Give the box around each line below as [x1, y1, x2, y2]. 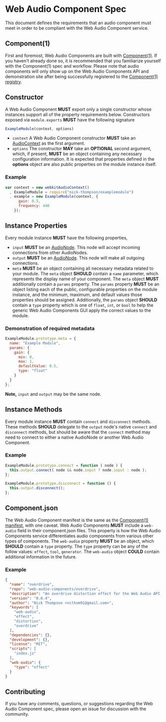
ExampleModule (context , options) [5, 126, 74, 131]
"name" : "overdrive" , [9, 582, 54, 587]
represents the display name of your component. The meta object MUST [12, 276, 159, 282]
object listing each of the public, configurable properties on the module [12, 286, 158, 292]
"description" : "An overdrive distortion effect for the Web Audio [9, 591, 152, 596]
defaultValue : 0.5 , [18, 364, 58, 369]
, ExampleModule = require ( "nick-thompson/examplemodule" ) [9, 189, 134, 195]
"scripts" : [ [9, 646, 37, 651]
